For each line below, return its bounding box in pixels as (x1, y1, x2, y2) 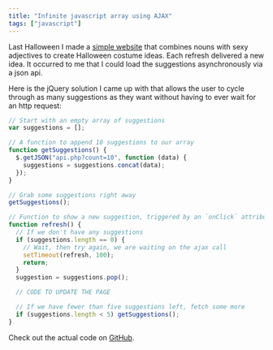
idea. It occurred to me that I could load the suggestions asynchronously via (8, 58, 263, 69)
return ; (23, 258, 49, 266)
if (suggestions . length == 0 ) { (15, 235, 126, 244)
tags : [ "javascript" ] (8, 19, 82, 28)
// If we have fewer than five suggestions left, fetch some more (15, 303, 245, 311)
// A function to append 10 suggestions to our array (8, 139, 195, 147)
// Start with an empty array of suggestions (8, 116, 165, 124)
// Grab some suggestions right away (8, 191, 136, 199)
